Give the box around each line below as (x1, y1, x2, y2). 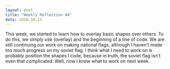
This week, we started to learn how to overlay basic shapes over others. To (5, 31, 164, 37)
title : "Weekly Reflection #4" (5, 12, 72, 17)
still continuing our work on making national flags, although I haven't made (5, 42, 162, 48)
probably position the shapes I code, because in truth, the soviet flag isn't (5, 53, 161, 59)
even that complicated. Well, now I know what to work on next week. (5, 58, 150, 64)
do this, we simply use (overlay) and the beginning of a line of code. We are (5, 36, 165, 42)
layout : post (5, 7, 33, 13)
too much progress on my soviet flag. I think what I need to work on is (5, 47, 153, 54)
